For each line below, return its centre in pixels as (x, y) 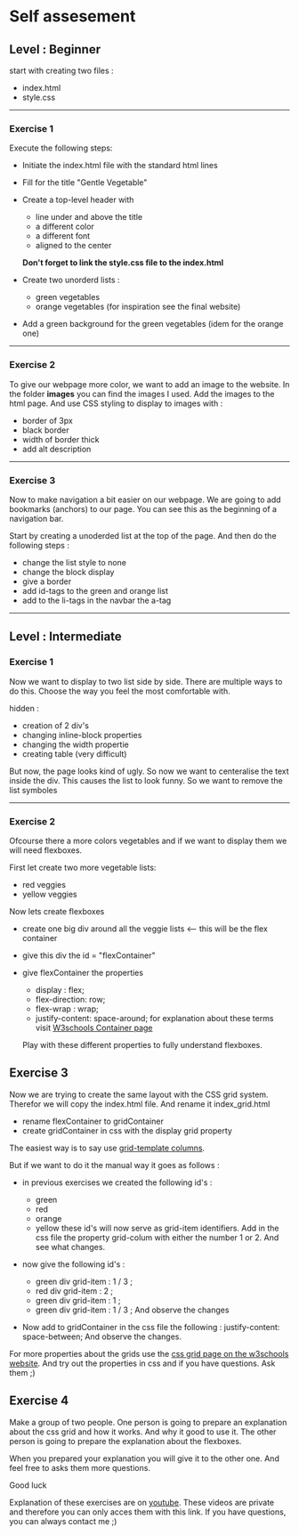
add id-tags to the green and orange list (95, 590)
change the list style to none (74, 562)
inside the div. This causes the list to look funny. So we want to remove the (146, 780)
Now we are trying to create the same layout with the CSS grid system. (139, 1094)
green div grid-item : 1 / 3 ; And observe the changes (132, 1310)
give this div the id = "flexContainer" (89, 955)
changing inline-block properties (82, 735)
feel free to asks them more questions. (80, 1467)
